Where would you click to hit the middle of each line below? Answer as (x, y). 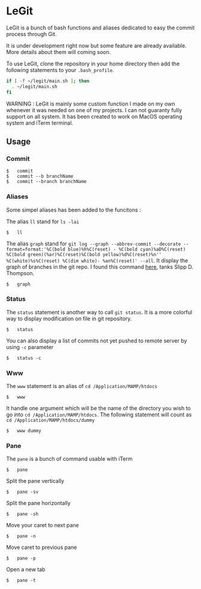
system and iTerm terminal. (40, 123)
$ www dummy (24, 431)
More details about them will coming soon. (59, 52)
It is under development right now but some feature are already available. (96, 46)
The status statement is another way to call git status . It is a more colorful (99, 312)
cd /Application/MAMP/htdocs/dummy (51, 420)
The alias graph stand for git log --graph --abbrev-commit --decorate (94, 244)
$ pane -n (21, 536)
